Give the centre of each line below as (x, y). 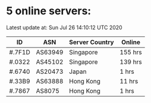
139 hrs (131, 62)
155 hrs (131, 52)
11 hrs (129, 81)
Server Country (92, 42)
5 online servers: (49, 11)
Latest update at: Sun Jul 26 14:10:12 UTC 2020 (65, 27)
